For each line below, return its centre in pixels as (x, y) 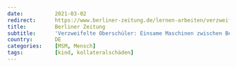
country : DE (34, 40)
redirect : (22, 20)
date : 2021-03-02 (47, 14)
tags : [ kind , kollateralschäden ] (71, 53)
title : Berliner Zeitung (56, 27)
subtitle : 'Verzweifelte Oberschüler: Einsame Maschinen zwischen (115, 33)
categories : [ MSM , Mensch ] (52, 46)
